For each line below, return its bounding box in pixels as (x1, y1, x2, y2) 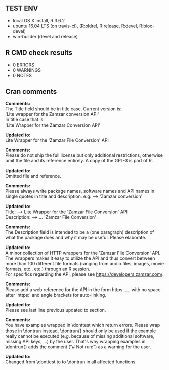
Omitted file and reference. (5, 173, 62, 179)
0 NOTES (12, 72, 32, 78)
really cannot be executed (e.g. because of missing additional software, (5, 333, 155, 339)
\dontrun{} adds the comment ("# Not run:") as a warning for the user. (5, 344, 151, 350)
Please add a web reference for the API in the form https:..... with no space (5, 286, 161, 293)
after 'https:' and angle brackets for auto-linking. (5, 292, 106, 298)
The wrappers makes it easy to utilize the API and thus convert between (5, 255, 155, 261)
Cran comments (5, 87, 57, 96)
